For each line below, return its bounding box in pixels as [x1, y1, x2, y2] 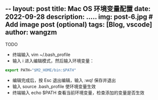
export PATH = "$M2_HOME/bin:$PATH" [5, 67, 77, 73]
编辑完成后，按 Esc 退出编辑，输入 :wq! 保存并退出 [12, 77, 116, 83]
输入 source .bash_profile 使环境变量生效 [12, 83, 96, 89]
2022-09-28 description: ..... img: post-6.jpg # [5, 13, 153, 21]
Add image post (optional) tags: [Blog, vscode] [5, 20, 153, 29]
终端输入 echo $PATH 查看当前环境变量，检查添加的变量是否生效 [12, 90, 145, 96]
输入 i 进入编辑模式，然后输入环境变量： [12, 57, 95, 63]
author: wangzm [5, 28, 57, 37]
